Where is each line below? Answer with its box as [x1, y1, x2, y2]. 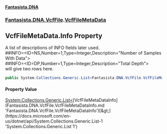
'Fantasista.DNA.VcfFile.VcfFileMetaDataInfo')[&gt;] [5, 108, 111, 114]
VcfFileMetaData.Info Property [5, 31, 103, 40]
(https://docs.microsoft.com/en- [5, 113, 71, 119]
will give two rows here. [5, 66, 54, 72]
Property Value [5, 86, 37, 92]
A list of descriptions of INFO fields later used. [5, 45, 100, 51]
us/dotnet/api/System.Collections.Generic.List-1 [5, 118, 103, 124]
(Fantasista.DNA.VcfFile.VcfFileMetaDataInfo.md [5, 102, 105, 109]
